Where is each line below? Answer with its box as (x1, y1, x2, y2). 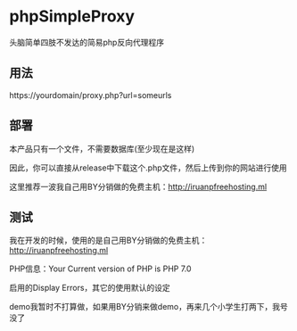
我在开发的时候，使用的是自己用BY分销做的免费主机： (9, 235, 208, 246)
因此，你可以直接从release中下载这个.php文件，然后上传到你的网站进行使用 (9, 162, 287, 173)
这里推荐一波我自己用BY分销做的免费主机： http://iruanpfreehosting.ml (9, 181, 268, 192)
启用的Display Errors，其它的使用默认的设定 (9, 283, 171, 294)
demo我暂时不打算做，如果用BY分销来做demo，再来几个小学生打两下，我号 (9, 302, 288, 312)
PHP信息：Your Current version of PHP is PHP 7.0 (9, 263, 192, 274)
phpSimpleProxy (9, 6, 136, 27)
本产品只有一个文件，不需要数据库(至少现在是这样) (9, 143, 195, 153)
